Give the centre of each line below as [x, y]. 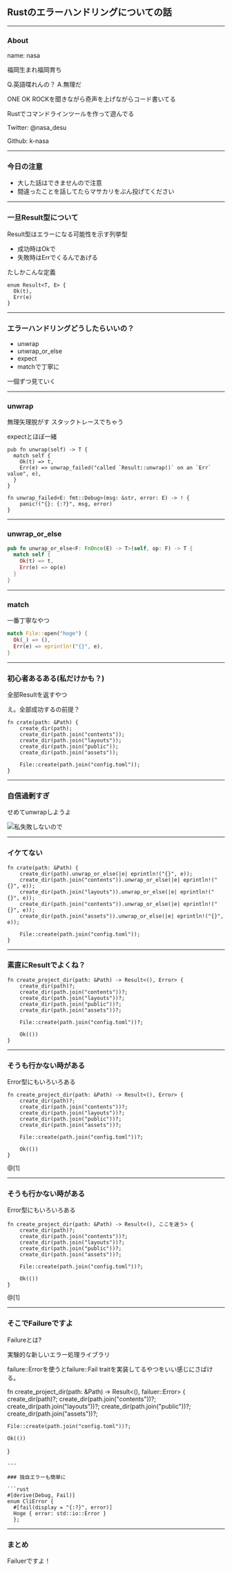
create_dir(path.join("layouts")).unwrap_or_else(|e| [98, 892]
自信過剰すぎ [29, 796]
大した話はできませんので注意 [59, 183]
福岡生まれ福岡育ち [35, 70]
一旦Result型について [43, 218]
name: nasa [23, 56]
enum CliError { [30, 1501]
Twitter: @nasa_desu [37, 128]
